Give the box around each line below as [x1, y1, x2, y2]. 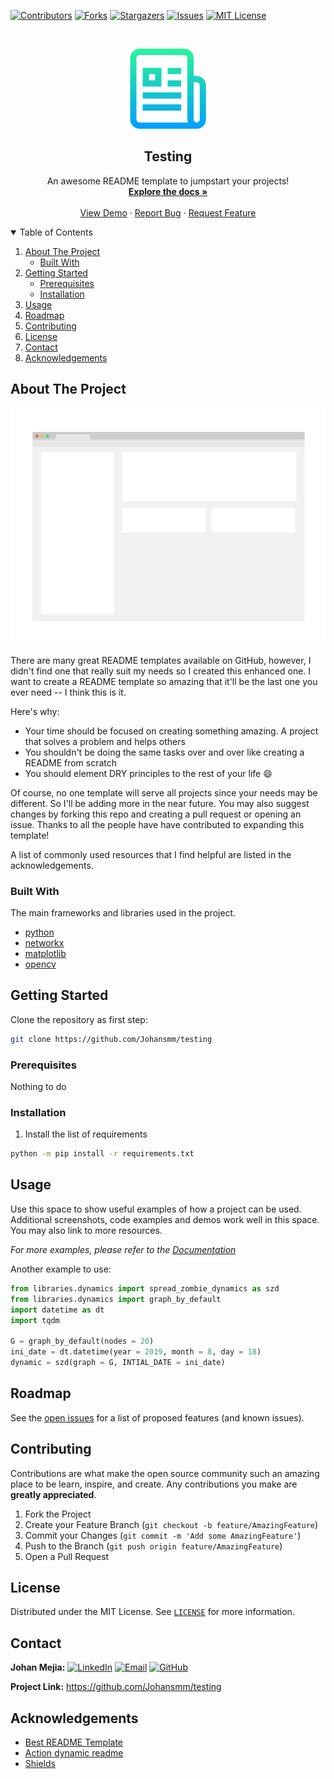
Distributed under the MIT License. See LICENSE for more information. [10, 1606, 295, 1618]
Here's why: [10, 705, 60, 717]
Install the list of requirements [24, 1128, 148, 1140]
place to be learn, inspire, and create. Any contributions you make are [10, 1478, 298, 1490]
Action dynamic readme [24, 1746, 124, 1759]
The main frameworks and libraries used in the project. [10, 906, 237, 919]
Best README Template [24, 1736, 124, 1748]
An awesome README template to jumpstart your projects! [46, 175, 290, 187]
